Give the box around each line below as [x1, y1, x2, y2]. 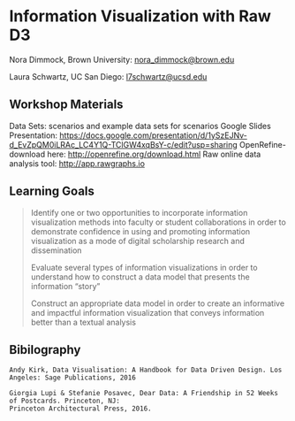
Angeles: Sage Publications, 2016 [9, 373, 137, 382]
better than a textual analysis [30, 317, 137, 327]
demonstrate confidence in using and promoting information [30, 226, 251, 236]
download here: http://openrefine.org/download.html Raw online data [9, 149, 261, 159]
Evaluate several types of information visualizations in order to [30, 262, 258, 272]
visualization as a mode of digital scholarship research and [30, 235, 245, 246]
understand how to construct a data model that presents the [30, 272, 250, 282]
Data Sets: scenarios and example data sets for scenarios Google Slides [9, 120, 271, 131]
